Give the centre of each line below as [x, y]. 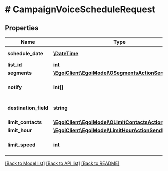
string [61, 108]
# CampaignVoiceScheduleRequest [80, 9]
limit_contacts [25, 122]
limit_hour [20, 130]
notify [15, 87]
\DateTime [66, 53]
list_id [15, 65]
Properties [22, 28]
